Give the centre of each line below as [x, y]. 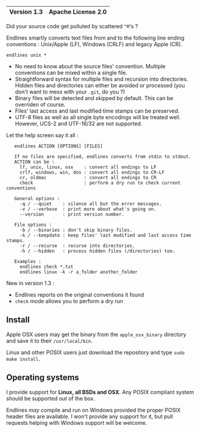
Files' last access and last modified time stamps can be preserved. [97, 111]
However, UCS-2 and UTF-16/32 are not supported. [78, 123]
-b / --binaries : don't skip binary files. [76, 230]
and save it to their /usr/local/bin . [49, 340]
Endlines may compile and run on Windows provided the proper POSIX [93, 410]
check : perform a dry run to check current [100, 183]
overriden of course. [40, 105]
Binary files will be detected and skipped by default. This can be [94, 98]
